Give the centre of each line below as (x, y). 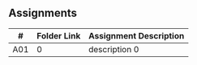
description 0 (113, 49)
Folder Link (58, 35)
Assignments (43, 13)
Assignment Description (136, 35)
